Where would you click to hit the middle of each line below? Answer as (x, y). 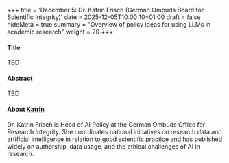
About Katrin (26, 109)
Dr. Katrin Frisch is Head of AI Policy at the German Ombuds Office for (106, 124)
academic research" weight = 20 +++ (60, 32)
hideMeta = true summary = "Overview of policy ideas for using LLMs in (109, 24)
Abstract (20, 78)
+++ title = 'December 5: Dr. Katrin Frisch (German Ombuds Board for (106, 10)
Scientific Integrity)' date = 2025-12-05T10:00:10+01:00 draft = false (104, 17)
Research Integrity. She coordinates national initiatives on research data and (115, 131)
